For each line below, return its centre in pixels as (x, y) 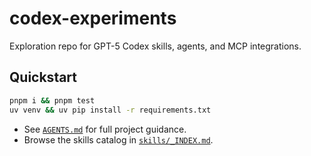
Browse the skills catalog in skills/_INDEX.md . (118, 139)
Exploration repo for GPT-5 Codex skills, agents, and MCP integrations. (155, 46)
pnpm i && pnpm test (52, 100)
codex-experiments (93, 18)
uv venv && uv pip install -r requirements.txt (110, 110)
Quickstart (43, 77)
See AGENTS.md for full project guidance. (105, 129)
